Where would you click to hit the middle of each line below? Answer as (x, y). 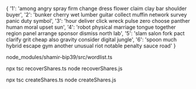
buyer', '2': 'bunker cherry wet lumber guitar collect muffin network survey (97, 15)
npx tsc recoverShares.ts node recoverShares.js (64, 69)
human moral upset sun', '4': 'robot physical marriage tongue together (91, 27)
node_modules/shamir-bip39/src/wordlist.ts (59, 57)
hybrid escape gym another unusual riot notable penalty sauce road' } (91, 46)
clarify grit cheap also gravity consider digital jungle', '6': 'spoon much (92, 40)
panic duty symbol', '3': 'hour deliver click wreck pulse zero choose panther (98, 21)
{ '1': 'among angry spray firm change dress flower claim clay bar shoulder (97, 8)
